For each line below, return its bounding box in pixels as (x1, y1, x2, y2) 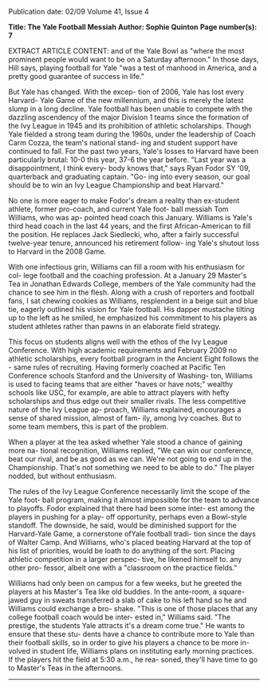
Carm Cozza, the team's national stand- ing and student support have (8, 138, 238, 147)
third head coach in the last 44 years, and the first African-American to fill (8, 221, 251, 231)
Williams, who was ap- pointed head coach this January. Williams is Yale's (8, 213, 253, 222)
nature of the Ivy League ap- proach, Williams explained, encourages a (8, 405, 242, 414)
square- (219, 587, 245, 596)
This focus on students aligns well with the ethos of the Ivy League (8, 337, 228, 346)
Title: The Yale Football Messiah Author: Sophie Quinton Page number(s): (8, 22, 258, 31)
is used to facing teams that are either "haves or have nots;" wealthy (8, 379, 234, 389)
